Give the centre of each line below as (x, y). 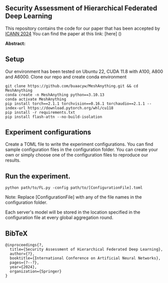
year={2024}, (23, 267)
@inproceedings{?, (24, 245)
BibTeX (16, 233)
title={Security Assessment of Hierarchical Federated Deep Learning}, (87, 250)
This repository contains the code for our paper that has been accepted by (82, 28)
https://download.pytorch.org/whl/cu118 (70, 108)
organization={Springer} (36, 271)
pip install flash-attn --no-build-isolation (54, 117)
